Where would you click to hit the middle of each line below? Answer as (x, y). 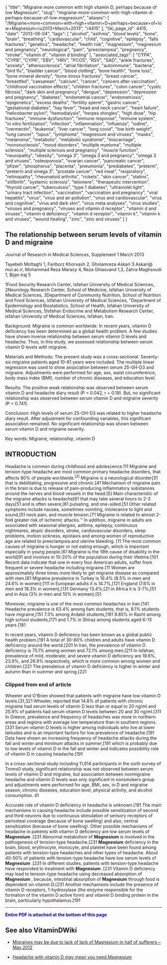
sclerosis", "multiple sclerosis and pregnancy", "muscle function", (72, 150)
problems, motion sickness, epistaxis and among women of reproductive (80, 536)
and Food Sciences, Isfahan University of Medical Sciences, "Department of (83, 300)
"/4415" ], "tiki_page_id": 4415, (116, 28)
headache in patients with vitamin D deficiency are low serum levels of (78, 831)
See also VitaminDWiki (41, 930)
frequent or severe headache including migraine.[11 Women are (70, 568)
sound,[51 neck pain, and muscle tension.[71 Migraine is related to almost (80, 515)
